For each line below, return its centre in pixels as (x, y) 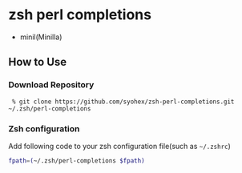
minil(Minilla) (41, 37)
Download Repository (51, 85)
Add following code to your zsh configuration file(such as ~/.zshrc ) (119, 146)
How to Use (38, 62)
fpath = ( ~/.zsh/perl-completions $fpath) (77, 161)
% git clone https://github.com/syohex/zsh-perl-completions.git (123, 102)
